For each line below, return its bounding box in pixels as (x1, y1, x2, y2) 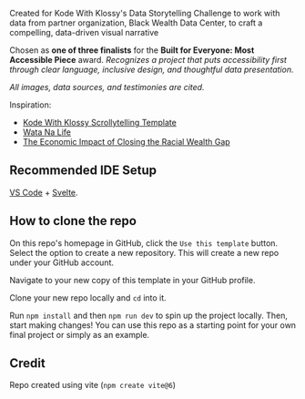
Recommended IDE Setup (9, 163, 158, 179)
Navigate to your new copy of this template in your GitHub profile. (9, 274, 256, 285)
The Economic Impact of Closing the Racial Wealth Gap (22, 137, 230, 147)
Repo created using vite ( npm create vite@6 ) (9, 380, 176, 391)
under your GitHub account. (9, 257, 114, 268)
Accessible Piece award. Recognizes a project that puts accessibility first (9, 55, 287, 65)
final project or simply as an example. (9, 329, 150, 340)
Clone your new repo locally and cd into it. (9, 292, 167, 303)
